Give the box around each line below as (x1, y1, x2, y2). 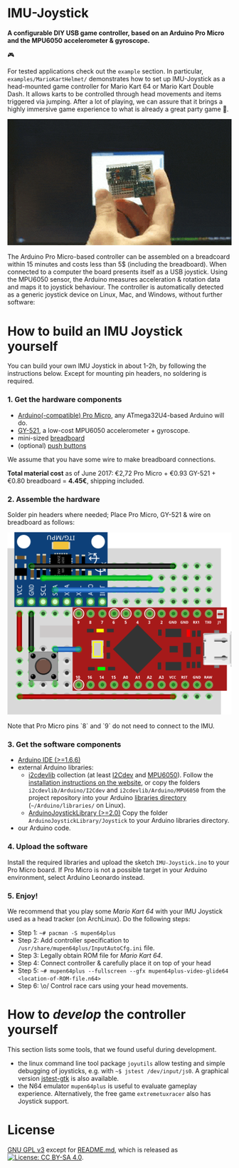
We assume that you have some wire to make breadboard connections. (7, 455, 216, 463)
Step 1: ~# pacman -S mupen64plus (17, 928, 116, 937)
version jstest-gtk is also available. (17, 1074, 119, 1082)
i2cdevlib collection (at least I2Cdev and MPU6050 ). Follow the (28, 771, 213, 779)
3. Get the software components (7, 739, 122, 749)
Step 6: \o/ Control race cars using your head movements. (17, 981, 188, 990)
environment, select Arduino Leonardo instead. (7, 873, 145, 881)
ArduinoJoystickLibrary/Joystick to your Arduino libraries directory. (28, 816, 230, 825)
